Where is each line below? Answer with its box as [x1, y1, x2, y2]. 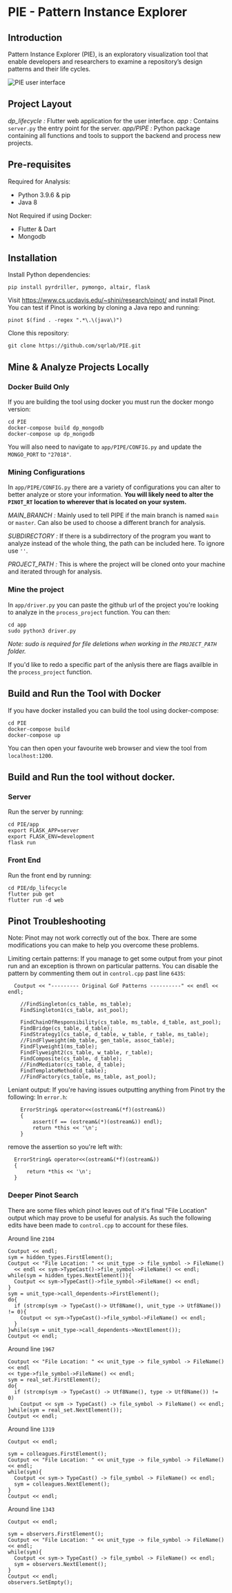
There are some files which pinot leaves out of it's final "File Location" [8, 1206, 208, 1214]
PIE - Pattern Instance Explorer [8, 4, 187, 20]
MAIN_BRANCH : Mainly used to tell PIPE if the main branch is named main [8, 511, 220, 519]
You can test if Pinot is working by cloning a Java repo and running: [8, 303, 200, 312]
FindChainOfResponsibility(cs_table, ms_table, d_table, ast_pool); [20, 1019, 222, 1026]
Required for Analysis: [8, 177, 71, 186]
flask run [8, 839, 37, 846]
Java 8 [17, 198, 37, 206]
